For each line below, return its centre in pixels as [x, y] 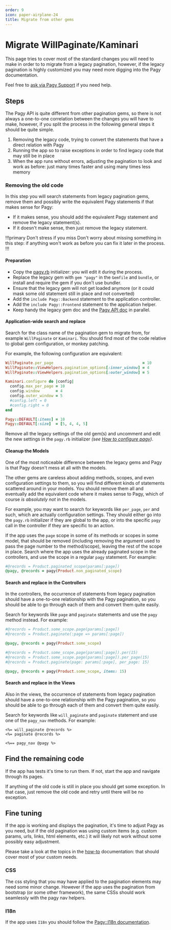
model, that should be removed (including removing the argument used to [83, 541]
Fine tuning [24, 813]
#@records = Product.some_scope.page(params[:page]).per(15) [72, 653]
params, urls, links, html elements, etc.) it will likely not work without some [83, 836]
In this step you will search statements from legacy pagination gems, [77, 197]
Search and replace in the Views [40, 683]
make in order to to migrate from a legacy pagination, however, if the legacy [85, 64]
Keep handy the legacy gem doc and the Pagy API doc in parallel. [81, 310]
